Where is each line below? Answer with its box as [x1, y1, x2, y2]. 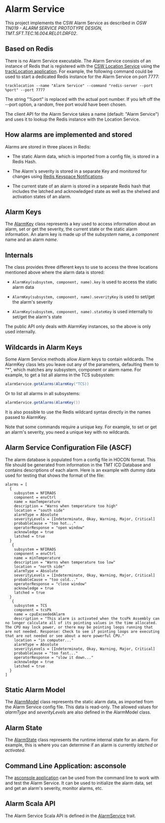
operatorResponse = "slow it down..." [14, 655, 94, 660]
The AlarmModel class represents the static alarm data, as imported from [5, 699, 154, 705]
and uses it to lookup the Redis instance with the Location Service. [5, 116, 140, 122]
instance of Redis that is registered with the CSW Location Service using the [5, 63, 160, 69]
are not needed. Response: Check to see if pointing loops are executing [5, 629, 160, 634]
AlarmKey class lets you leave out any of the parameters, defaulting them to [5, 362, 159, 367]
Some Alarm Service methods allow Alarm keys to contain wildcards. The [5, 356, 154, 362]
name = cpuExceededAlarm [14, 612, 65, 617]
